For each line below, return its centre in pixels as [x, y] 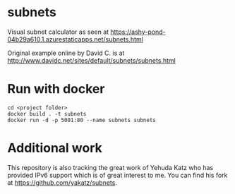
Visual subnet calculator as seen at [58, 32]
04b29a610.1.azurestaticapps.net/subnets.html [75, 39]
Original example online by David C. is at [66, 53]
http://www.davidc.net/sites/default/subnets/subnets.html [92, 60]
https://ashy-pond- [138, 32]
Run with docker [56, 89]
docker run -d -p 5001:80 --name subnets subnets [82, 120]
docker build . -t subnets [47, 114]
